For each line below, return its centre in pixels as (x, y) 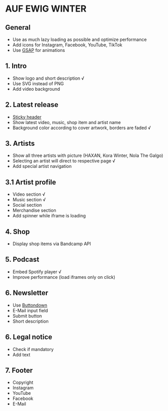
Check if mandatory (33, 349)
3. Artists (20, 143)
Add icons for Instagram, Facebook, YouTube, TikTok (67, 45)
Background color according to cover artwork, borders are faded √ (81, 128)
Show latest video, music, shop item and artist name (67, 122)
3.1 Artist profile (31, 182)
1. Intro (16, 66)
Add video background (36, 89)
